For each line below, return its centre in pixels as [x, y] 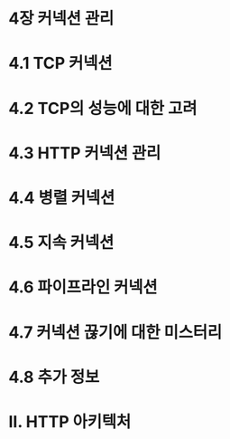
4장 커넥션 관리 [61, 19]
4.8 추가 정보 [54, 377]
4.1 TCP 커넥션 [61, 63]
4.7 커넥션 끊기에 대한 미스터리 [115, 332]
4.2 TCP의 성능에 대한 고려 [103, 108]
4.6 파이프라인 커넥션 [83, 287]
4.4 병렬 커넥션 [62, 198]
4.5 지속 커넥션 [61, 243]
